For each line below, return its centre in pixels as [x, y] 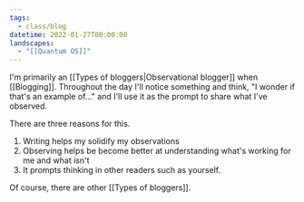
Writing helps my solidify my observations [101, 141]
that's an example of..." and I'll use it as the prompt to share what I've [138, 97]
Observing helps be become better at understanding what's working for [157, 151]
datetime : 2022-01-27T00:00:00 [69, 34]
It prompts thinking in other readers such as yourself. [122, 170]
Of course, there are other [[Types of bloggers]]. [100, 188]
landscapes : [32, 43]
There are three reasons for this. [70, 124]
